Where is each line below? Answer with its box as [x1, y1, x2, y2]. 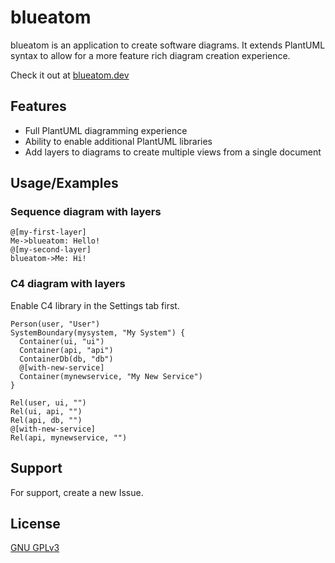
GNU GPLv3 [10, 542, 60, 554]
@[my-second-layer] [10, 245, 92, 255]
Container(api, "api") [19, 345, 114, 355]
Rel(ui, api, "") [10, 406, 83, 416]
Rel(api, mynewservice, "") [10, 432, 128, 443]
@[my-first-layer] [10, 227, 87, 238]
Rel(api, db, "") [10, 415, 83, 425]
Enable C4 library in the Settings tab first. [10, 299, 180, 311]
